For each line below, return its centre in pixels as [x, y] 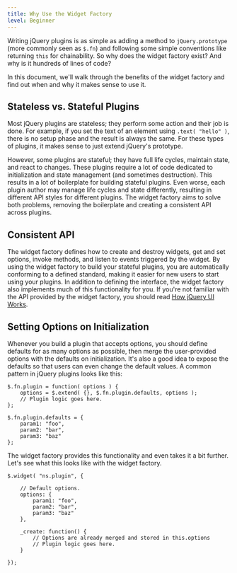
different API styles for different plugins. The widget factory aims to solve [114, 197]
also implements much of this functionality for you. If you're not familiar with [118, 289]
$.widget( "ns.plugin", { [45, 476]
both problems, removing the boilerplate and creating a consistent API [109, 205]
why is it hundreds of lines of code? [59, 63]
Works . [18, 304]
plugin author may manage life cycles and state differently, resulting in [110, 190]
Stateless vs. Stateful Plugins [74, 106]
